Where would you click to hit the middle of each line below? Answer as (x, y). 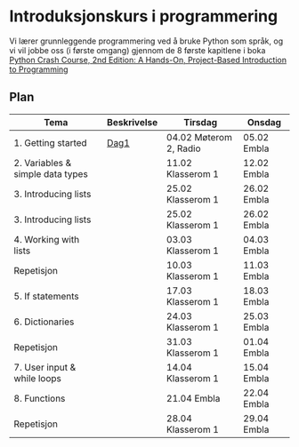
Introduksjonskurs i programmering (144, 16)
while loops (38, 378)
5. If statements (46, 296)
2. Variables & (43, 163)
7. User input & (45, 367)
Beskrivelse (132, 122)
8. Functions (40, 398)
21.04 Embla (193, 398)
